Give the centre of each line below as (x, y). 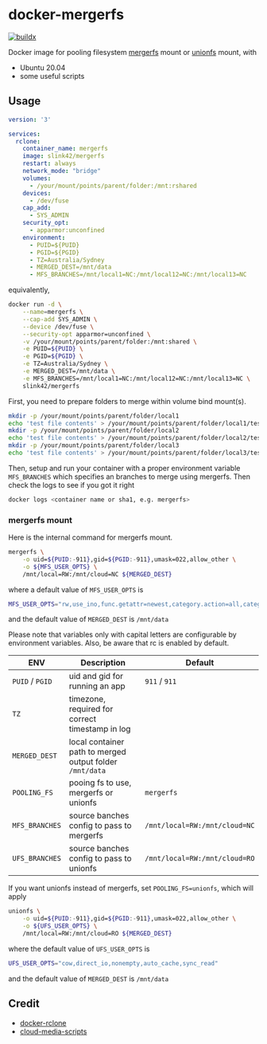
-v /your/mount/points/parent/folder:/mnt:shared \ (110, 341)
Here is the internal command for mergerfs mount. (91, 538)
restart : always (50, 164)
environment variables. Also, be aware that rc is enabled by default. (119, 643)
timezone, (87, 699)
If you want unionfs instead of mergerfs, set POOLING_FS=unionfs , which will (131, 888)
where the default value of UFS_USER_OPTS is (79, 948)
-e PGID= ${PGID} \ (53, 356)
